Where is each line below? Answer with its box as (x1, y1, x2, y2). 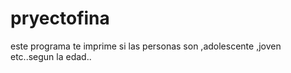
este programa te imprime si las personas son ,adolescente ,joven (10, 40, 282, 52)
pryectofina (10, 7, 110, 30)
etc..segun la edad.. (10, 50, 92, 62)
